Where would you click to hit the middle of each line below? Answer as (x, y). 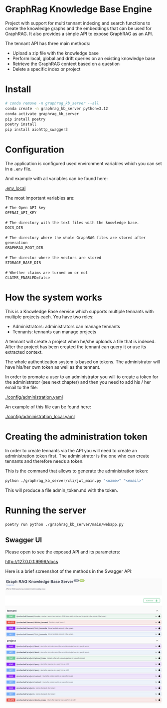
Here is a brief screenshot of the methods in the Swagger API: (69, 571)
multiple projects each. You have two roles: (49, 317)
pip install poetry (25, 119)
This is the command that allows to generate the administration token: (77, 471)
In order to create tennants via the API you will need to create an (71, 450)
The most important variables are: (40, 198)
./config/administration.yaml (34, 397)
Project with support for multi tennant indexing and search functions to (78, 23)
